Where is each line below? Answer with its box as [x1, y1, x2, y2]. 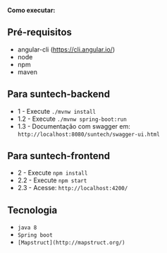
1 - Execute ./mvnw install [17, 107, 97, 115]
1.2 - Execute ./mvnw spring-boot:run [17, 114, 127, 123]
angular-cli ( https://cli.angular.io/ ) [17, 45, 115, 54]
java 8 [17, 224, 37, 232]
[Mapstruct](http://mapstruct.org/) [17, 240, 125, 247]
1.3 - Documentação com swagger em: [17, 122, 130, 130]
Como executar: [7, 6, 56, 14]
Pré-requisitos [7, 26, 73, 38]
